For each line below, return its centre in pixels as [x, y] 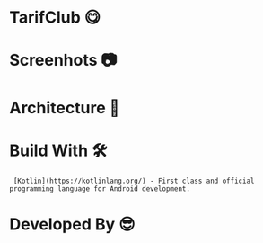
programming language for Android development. [100, 189]
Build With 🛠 [58, 150]
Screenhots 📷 [63, 60]
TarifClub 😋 [55, 18]
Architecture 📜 [65, 108]
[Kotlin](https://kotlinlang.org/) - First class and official [134, 181]
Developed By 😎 [72, 224]
